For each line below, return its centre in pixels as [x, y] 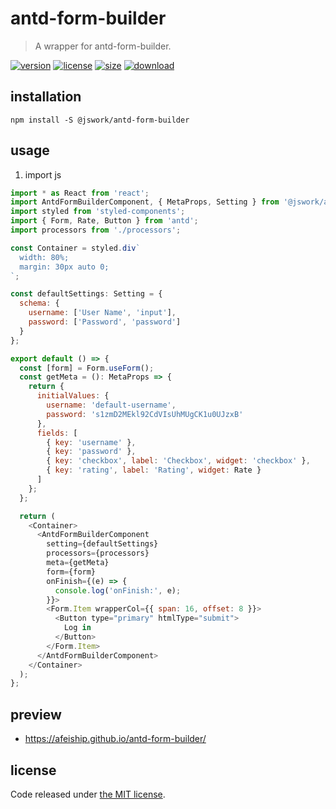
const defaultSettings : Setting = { [86, 294]
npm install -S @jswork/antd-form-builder [100, 120]
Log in [77, 628]
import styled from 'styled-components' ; [98, 212]
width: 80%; [44, 257]
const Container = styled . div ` [75, 248]
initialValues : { [73, 396]
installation [46, 97]
